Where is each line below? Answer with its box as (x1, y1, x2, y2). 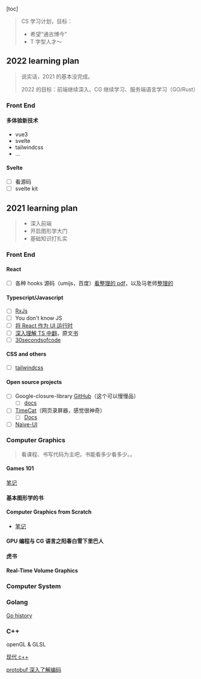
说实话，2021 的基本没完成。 (21, 73, 94, 80)
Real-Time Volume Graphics (6, 566, 79, 574)
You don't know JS (15, 314, 62, 322)
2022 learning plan (6, 56, 80, 66)
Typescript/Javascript (6, 294, 64, 301)
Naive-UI (15, 420, 38, 428)
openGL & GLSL (6, 641, 46, 648)
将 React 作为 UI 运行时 (15, 322, 73, 329)
